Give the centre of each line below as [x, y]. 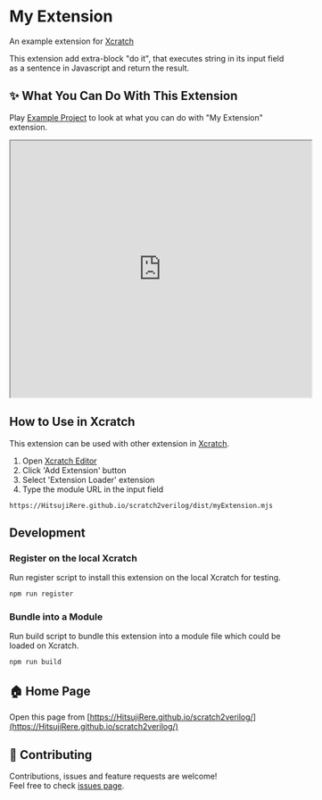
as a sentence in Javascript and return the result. [99, 68]
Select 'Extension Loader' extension [88, 479]
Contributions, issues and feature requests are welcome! [113, 776]
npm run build [36, 662]
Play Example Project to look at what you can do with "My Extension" [136, 117]
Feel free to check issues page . [67, 785]
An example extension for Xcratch [71, 41]
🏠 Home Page [50, 691]
